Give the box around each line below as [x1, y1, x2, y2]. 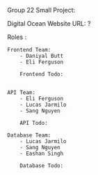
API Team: [7, 89, 36, 96]
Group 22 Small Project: [7, 6, 76, 14]
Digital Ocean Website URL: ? [7, 20, 91, 27]
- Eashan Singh [19, 150, 64, 157]
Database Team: [7, 132, 51, 139]
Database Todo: [19, 162, 64, 169]
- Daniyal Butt [19, 52, 64, 59]
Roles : [7, 33, 27, 41]
